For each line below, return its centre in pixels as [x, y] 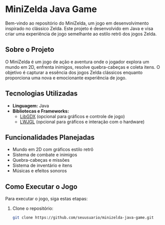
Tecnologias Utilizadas [41, 94]
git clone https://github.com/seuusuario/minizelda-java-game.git [83, 218]
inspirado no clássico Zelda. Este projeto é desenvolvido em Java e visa [79, 28]
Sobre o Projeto [30, 49]
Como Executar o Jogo [41, 187]
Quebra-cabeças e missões [41, 160]
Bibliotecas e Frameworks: [40, 111]
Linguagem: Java [30, 105]
